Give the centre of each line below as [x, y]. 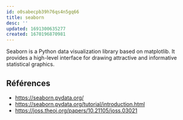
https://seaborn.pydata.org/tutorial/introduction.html [80, 104]
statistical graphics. [30, 65]
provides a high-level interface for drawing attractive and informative [92, 58]
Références [28, 83]
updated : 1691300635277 [36, 29]
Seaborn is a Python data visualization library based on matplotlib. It [91, 51]
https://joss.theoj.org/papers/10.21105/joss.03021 [76, 110]
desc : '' [17, 23]
